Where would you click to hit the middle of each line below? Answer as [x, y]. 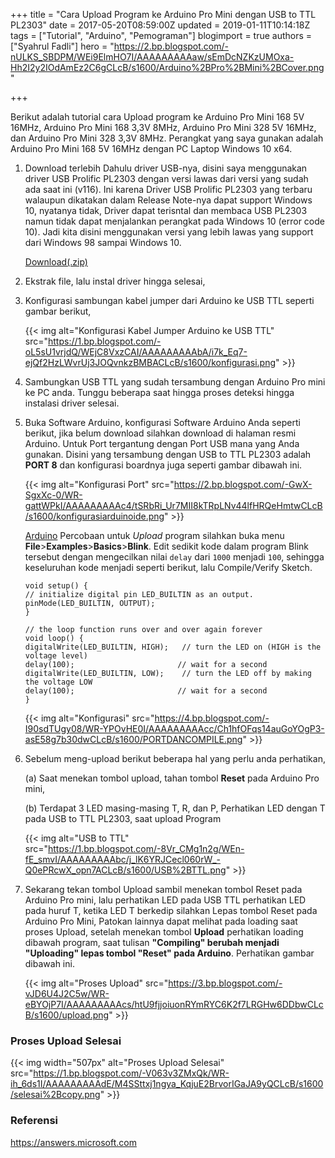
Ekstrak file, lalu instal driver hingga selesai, [115, 281]
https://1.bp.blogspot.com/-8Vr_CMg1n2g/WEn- [146, 848]
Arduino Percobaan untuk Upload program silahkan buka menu [154, 535]
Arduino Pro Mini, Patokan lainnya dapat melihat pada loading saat [161, 921]
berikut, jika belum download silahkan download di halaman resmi [160, 433]
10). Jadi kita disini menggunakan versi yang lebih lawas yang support [169, 232]
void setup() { [56, 586]
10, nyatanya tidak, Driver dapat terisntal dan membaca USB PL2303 [166, 210]
